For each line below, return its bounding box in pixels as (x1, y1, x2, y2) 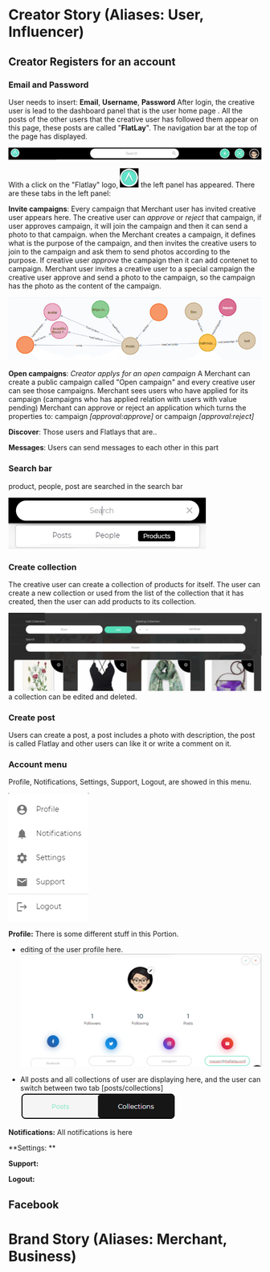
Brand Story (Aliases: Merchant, (8, 1230, 227, 1248)
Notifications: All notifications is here (8, 1128, 133, 1137)
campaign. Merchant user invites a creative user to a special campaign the (8, 263, 256, 273)
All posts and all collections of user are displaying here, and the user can (19, 1075, 261, 1084)
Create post (8, 711, 55, 723)
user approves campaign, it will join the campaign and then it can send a (8, 221, 248, 230)
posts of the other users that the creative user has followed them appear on (8, 114, 259, 124)
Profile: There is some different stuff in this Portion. (8, 929, 179, 939)
